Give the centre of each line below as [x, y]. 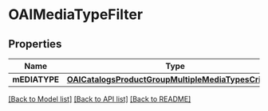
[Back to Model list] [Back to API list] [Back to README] [100, 99]
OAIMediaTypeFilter [76, 15]
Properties [35, 44]
